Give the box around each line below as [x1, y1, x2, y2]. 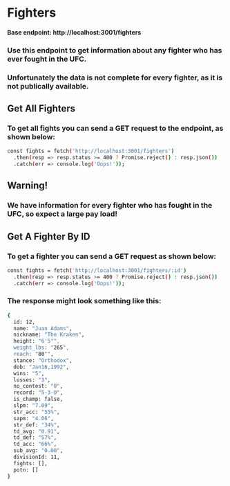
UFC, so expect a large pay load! [7, 209, 117, 219]
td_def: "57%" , [13, 434, 57, 441]
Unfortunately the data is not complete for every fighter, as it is [7, 73, 223, 82]
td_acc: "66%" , [13, 441, 57, 448]
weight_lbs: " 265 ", [13, 344, 70, 351]
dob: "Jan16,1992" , [13, 363, 70, 370]
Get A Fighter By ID [7, 231, 91, 242]
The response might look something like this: [7, 296, 162, 306]
